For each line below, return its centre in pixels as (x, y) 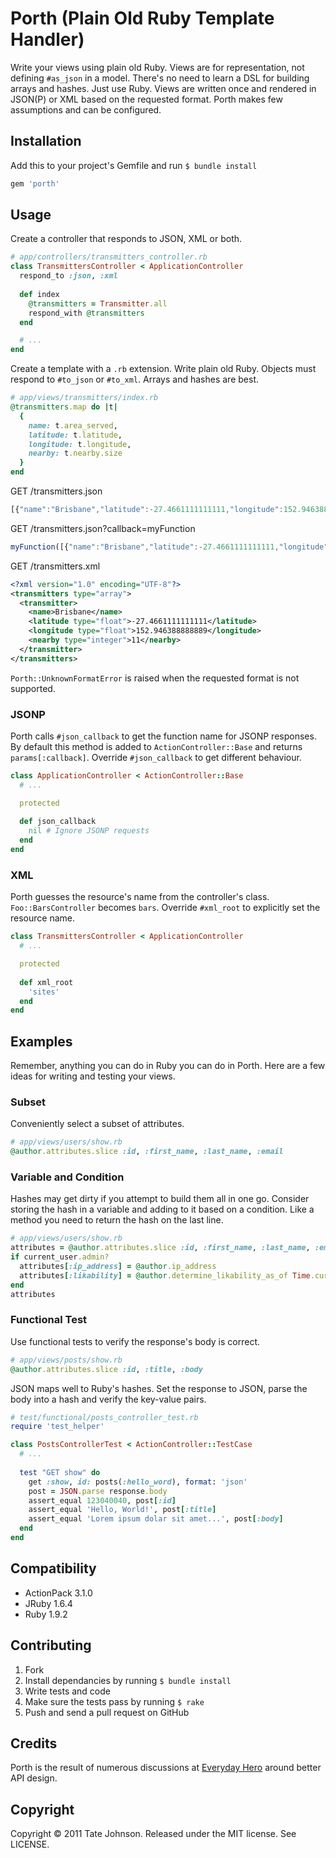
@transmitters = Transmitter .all (98, 303)
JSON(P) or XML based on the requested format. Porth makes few (146, 99)
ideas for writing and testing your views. (93, 1076)
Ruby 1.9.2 (46, 1614)
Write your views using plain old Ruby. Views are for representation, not (157, 67)
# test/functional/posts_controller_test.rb (104, 1417)
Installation (46, 141)
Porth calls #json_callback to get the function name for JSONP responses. (163, 736)
